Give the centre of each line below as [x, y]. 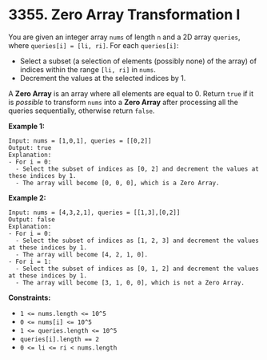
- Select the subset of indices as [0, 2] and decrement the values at [137, 169]
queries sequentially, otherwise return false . [82, 111]
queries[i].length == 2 [60, 339]
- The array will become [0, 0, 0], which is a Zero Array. [118, 183]
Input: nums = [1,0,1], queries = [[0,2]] [80, 141]
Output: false [32, 219]
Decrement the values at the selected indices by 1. [103, 78]
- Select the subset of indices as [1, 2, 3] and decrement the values [137, 241]
